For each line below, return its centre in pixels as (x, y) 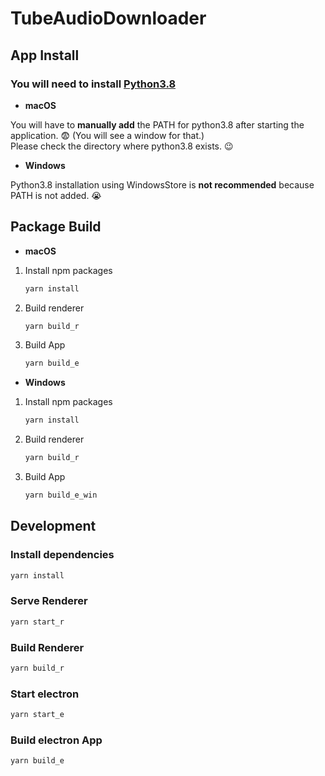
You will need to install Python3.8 (93, 84)
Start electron (45, 694)
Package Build (56, 227)
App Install (45, 55)
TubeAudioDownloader (108, 18)
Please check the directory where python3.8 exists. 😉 (122, 146)
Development (53, 526)
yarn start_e (37, 715)
